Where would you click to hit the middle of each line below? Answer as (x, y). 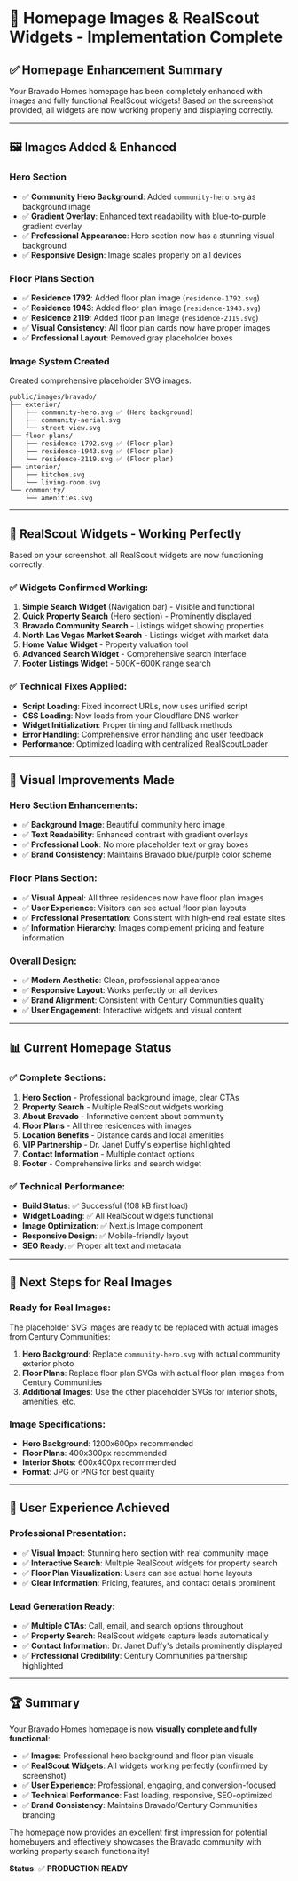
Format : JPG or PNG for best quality (88, 1471)
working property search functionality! (79, 1851)
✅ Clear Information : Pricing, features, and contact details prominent (149, 1582)
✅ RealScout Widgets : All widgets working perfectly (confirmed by (145, 1765)
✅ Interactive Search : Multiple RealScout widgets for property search (149, 1563)
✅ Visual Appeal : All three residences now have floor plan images (143, 898)
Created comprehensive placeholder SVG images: (101, 380)
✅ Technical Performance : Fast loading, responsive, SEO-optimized (147, 1795)
